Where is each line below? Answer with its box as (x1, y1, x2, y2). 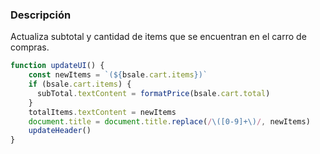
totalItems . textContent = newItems (28, 107, 177, 117)
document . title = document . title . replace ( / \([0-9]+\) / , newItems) (28, 116, 311, 127)
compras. (10, 41, 50, 53)
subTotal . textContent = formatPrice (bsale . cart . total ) (36, 88, 271, 98)
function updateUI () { (10, 61, 105, 71)
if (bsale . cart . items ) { (28, 79, 132, 90)
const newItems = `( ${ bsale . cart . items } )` (28, 70, 208, 80)
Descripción (10, 8, 72, 22)
